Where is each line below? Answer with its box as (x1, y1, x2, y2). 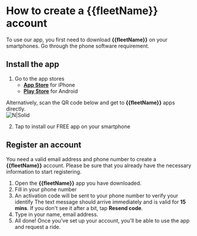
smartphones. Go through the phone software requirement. (6, 42, 150, 49)
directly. (6, 105, 26, 112)
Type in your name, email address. (14, 211, 99, 218)
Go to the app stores (14, 75, 65, 82)
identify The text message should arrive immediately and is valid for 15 (14, 198, 186, 205)
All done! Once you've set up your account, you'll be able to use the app (14, 217, 190, 224)
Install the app (6, 59, 60, 69)
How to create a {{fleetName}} (6, 4, 158, 18)
